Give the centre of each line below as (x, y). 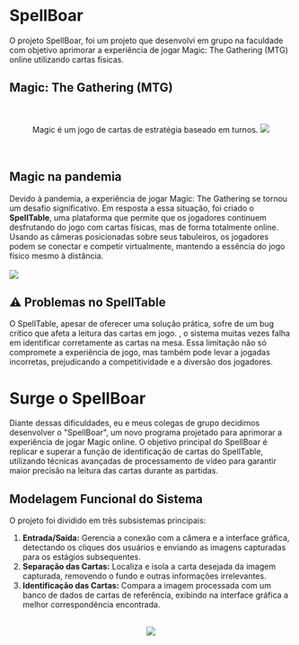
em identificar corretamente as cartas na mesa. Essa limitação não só (138, 343)
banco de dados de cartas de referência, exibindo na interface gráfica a (155, 595)
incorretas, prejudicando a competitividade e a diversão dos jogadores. (141, 362)
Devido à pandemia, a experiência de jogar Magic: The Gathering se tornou (149, 198)
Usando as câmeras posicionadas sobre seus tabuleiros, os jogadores (139, 236)
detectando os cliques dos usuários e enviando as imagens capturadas (154, 547)
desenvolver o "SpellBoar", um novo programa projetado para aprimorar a (146, 432)
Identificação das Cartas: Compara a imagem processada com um (147, 586)
